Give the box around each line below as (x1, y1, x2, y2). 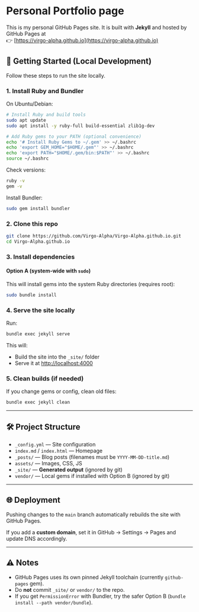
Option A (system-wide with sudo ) (6, 267, 91, 274)
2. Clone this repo (6, 220, 58, 228)
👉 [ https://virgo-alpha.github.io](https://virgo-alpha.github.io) (6, 37, 159, 44)
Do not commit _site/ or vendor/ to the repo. (14, 586, 125, 593)
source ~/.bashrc (6, 156, 49, 161)
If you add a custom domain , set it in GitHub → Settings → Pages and (6, 528, 176, 535)
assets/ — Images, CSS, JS (14, 459, 82, 467)
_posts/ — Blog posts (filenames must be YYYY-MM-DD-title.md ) (14, 453, 170, 461)
